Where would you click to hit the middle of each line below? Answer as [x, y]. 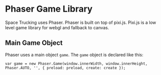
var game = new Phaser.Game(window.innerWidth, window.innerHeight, [76, 64]
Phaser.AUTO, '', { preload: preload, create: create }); [65, 68]
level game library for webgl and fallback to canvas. [57, 27]
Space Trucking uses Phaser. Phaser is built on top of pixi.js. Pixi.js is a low [81, 22]
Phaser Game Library [49, 9]
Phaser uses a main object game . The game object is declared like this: [74, 55]
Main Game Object [34, 43]
